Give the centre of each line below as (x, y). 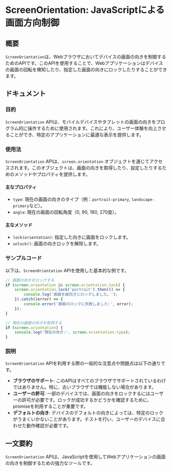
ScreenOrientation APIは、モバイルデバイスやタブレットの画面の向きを (81, 122)
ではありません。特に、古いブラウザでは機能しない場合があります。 (84, 387)
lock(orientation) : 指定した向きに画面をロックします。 (72, 237)
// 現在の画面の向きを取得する (34, 323)
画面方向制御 (33, 23)
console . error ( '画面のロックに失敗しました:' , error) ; (79, 304)
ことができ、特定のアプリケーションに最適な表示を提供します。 (77, 135)
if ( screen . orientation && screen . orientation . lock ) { (65, 285)
